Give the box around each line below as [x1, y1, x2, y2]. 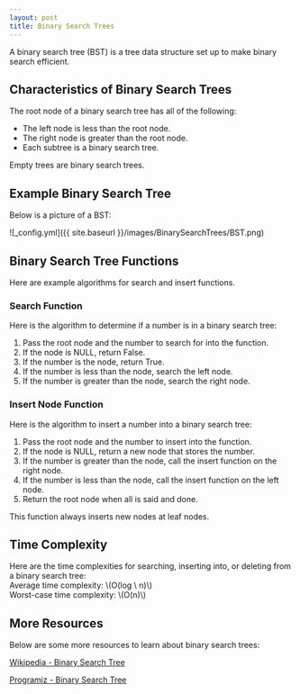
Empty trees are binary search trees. [9, 159, 145, 171]
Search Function [9, 299, 83, 311]
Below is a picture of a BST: [9, 210, 112, 221]
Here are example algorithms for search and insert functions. [9, 276, 236, 288]
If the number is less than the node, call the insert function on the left [22, 474, 279, 485]
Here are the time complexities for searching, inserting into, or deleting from [9, 561, 291, 572]
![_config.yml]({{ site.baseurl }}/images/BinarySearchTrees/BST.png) [9, 227, 265, 239]
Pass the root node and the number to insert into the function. [22, 436, 252, 446]
